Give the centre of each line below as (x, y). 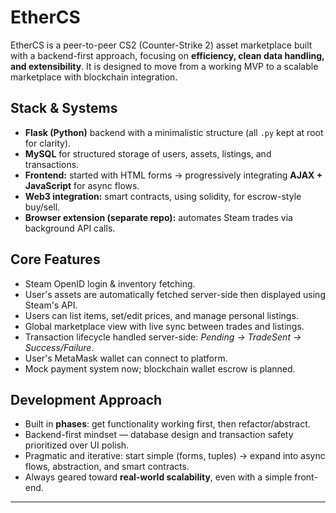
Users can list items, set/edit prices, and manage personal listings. (161, 315)
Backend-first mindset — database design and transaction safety (159, 435)
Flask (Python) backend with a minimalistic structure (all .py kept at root (174, 132)
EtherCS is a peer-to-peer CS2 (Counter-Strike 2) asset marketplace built (161, 45)
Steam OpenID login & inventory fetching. (110, 283)
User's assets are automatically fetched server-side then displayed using (175, 294)
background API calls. (70, 228)
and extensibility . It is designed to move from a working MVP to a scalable (164, 66)
